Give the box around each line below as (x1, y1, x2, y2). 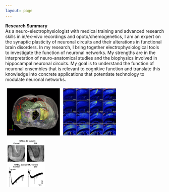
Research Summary (5, 23, 48, 29)
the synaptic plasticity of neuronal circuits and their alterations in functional (5, 38, 162, 45)
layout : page (5, 8, 33, 13)
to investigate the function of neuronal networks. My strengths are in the (5, 50, 156, 56)
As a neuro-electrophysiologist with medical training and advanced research (5, 28, 164, 34)
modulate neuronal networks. (5, 76, 67, 82)
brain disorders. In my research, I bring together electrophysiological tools (5, 44, 159, 50)
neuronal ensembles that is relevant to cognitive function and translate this (5, 66, 160, 72)
